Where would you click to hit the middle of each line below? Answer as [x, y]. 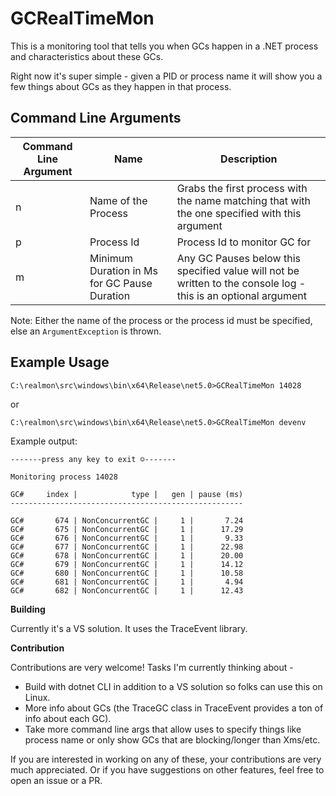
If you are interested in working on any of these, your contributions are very [166, 759]
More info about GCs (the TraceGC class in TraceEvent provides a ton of [174, 708]
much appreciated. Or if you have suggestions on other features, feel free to [167, 769]
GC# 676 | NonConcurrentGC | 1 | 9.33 [127, 538]
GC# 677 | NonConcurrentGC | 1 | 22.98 [127, 547]
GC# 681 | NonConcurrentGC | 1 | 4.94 [127, 582]
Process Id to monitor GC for [244, 242]
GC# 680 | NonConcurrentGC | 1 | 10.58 [127, 573]
